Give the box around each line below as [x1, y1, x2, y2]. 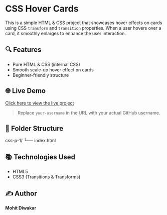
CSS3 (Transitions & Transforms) [12, 174, 81, 180]
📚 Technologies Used [5, 153, 75, 161]
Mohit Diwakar [5, 205, 37, 211]
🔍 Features [5, 46, 42, 54]
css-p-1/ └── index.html [5, 138, 56, 144]
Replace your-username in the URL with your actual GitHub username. [17, 110, 160, 116]
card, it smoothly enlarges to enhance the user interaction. [5, 30, 126, 36]
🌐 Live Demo [5, 86, 46, 95]
